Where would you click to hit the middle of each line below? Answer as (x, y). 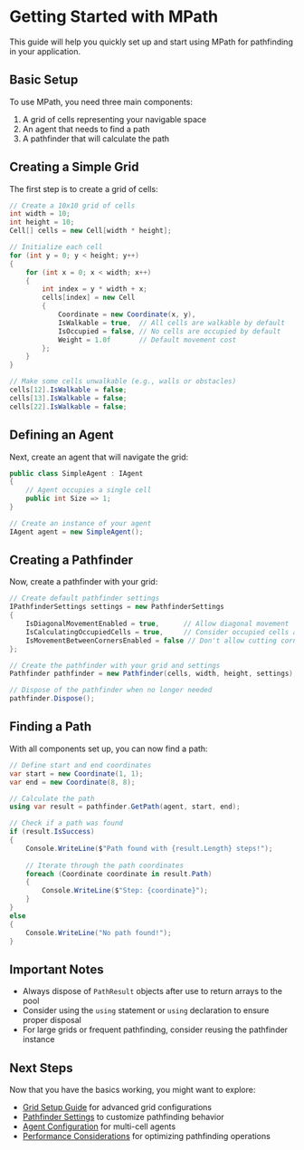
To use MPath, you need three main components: (101, 101)
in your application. (45, 51)
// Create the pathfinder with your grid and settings (115, 665)
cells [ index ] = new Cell (89, 298)
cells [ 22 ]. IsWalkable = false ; (68, 406)
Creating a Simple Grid (74, 167)
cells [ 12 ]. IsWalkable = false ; (68, 390)
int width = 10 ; (40, 214)
